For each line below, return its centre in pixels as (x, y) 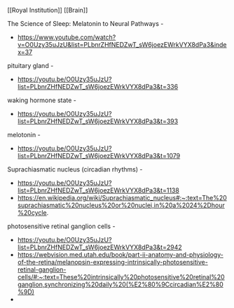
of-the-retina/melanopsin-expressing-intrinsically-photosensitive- (112, 262)
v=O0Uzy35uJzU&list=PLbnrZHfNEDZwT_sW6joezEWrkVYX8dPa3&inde (122, 44)
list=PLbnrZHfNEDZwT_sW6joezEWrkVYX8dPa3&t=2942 (99, 247)
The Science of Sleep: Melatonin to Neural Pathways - (85, 23)
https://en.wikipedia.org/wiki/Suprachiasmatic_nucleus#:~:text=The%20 (122, 198)
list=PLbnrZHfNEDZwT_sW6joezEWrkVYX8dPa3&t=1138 (98, 190)
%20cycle (32, 212)
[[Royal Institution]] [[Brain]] (48, 10)
